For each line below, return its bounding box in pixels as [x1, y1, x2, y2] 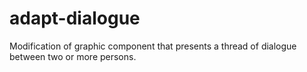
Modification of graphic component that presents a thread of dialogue [9, 40, 297, 52]
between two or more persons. [9, 50, 137, 62]
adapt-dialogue [9, 7, 141, 30]
